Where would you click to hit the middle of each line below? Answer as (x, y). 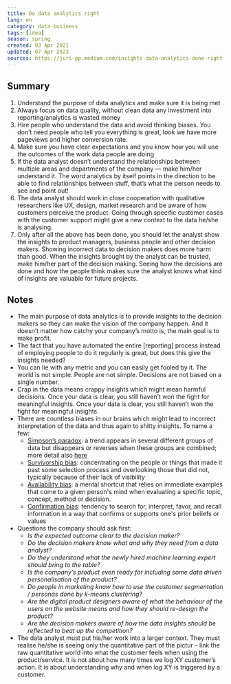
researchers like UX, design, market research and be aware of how (112, 205)
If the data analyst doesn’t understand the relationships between (109, 161)
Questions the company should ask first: (74, 528)
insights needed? (41, 360)
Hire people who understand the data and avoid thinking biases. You (114, 125)
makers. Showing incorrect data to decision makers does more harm (114, 249)
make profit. (34, 339)
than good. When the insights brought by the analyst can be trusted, (114, 256)
